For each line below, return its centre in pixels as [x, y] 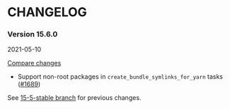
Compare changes [34, 63]
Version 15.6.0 [33, 34]
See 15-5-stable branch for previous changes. [74, 98]
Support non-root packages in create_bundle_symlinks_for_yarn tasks [120, 77]
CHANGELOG [47, 12]
